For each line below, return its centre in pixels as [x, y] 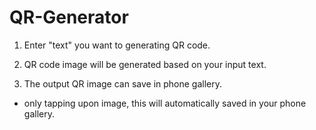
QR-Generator [69, 17]
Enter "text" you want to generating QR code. [117, 45]
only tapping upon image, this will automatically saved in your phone [165, 103]
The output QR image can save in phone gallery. [123, 83]
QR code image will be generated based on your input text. [145, 64]
